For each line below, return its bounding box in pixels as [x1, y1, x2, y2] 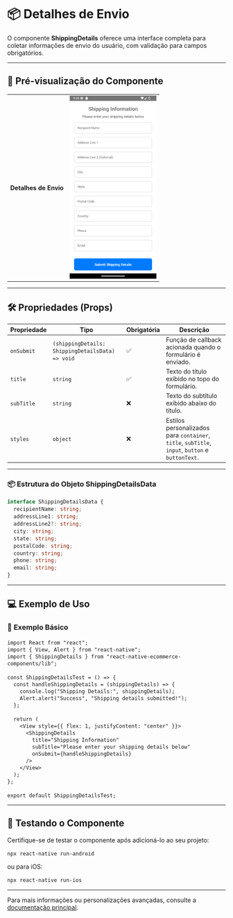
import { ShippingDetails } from [7, 653, 104, 660]
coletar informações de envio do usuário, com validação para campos [7, 41, 207, 49]
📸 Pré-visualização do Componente [7, 75, 164, 87]
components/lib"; [7, 660, 58, 667]
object [52, 436, 71, 443]
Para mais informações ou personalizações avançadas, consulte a [7, 896, 196, 904]
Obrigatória [126, 325, 161, 334]
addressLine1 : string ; [13, 513, 79, 520]
